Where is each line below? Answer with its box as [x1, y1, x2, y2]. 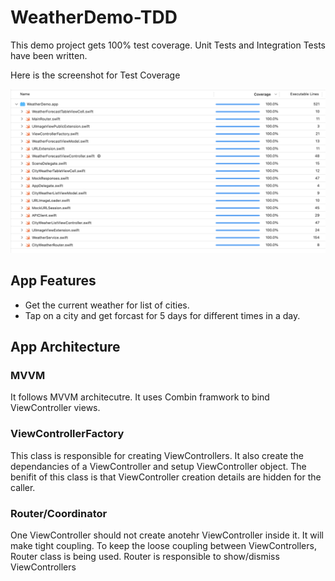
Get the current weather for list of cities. [24, 299, 190, 311]
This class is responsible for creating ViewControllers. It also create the [10, 449, 304, 461]
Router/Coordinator [10, 506, 108, 520]
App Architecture [10, 338, 121, 355]
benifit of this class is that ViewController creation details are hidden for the [10, 471, 322, 483]
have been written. [10, 49, 88, 61]
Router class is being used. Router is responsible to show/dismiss [10, 550, 280, 562]
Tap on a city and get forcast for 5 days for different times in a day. [24, 309, 301, 321]
